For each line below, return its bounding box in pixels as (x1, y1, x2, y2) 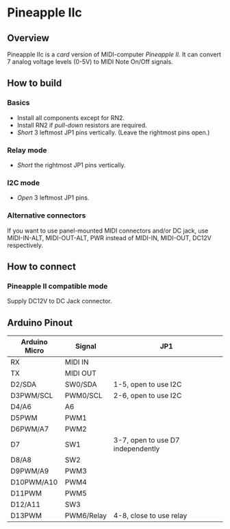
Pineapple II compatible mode (7, 281, 108, 291)
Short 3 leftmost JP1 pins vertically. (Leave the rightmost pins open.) (16, 128, 210, 137)
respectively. (7, 241, 43, 249)
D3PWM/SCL (10, 391, 53, 401)
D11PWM (10, 489, 42, 498)
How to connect (7, 261, 77, 272)
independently (113, 444, 160, 454)
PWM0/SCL (64, 391, 103, 401)
